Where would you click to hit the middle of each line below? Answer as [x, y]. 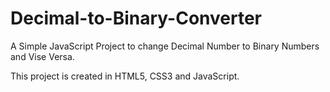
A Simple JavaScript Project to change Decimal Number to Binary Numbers [165, 46]
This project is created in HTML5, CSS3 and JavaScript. [125, 76]
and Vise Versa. [42, 56]
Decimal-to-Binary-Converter [136, 18]
